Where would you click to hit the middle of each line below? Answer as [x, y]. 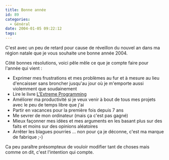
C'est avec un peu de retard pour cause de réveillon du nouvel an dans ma [83, 48]
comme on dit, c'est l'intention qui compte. [50, 152]
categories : [18, 19]
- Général [20, 24]
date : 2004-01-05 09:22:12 [34, 29]
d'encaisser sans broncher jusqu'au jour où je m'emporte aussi [78, 83]
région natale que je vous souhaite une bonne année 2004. [66, 53]
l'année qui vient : [24, 68]
